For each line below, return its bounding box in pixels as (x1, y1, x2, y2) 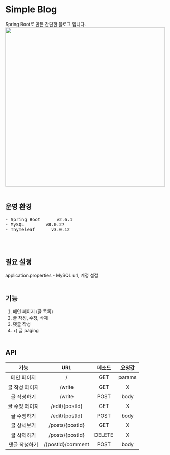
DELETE (94, 432, 114, 439)
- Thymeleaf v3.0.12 (5, 226, 70, 232)
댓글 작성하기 (8, 441, 38, 448)
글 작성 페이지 (8, 384, 39, 391)
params (118, 374, 137, 381)
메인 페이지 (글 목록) (12, 308, 53, 315)
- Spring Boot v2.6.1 (5, 216, 73, 222)
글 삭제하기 (11, 432, 36, 439)
